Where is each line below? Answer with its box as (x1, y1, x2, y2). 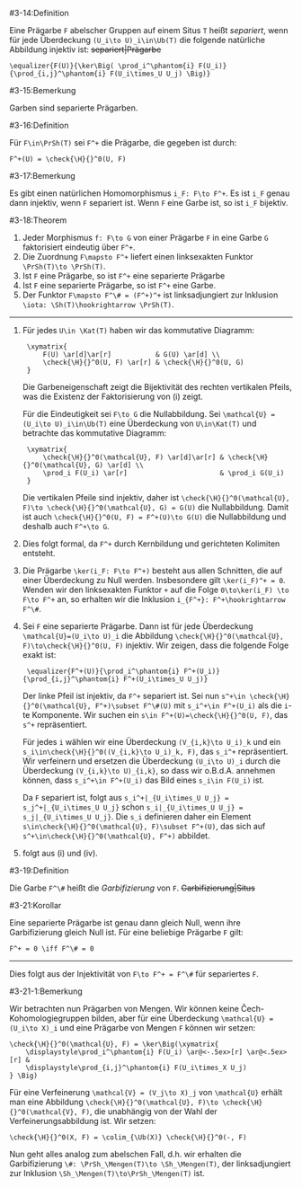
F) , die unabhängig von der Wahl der (81, 1106, 218, 1117)
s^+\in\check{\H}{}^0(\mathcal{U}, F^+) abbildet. (22, 830, 210, 841)
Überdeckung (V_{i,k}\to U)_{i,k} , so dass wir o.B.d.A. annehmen (22, 766, 276, 775)
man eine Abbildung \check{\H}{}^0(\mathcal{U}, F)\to (9, 1096, 218, 1107)
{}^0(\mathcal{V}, (9, 1108, 78, 1117)
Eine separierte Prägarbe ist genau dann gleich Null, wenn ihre (9, 917, 241, 928)
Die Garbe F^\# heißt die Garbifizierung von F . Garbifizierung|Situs (9, 882, 256, 893)
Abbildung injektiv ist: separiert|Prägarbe (9, 44, 162, 55)
